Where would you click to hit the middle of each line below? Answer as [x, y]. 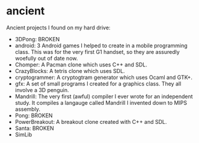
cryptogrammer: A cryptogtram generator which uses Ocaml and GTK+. [104, 77]
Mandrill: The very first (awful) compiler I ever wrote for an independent [104, 96]
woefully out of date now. [46, 58]
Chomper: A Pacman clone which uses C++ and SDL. [81, 65]
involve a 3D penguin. [42, 90]
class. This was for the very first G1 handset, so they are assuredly [97, 51]
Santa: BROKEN [34, 128]
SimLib [23, 134]
